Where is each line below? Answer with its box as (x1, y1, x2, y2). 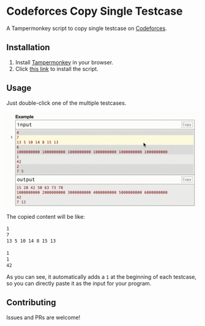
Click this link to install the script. (15, 65, 99, 72)
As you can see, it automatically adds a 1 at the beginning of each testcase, (6, 273, 197, 281)
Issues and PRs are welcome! (6, 314, 81, 321)
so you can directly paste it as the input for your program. (6, 280, 152, 287)
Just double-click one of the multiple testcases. (6, 99, 127, 107)
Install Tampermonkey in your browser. (15, 58, 114, 66)
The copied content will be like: (6, 213, 86, 221)
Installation (6, 42, 50, 53)
